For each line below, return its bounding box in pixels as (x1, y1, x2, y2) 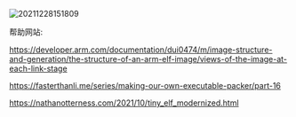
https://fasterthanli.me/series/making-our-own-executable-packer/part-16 (9, 81, 282, 90)
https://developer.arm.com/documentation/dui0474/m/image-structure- (9, 44, 273, 55)
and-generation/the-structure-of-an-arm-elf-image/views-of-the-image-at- (9, 54, 287, 64)
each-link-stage (9, 63, 68, 74)
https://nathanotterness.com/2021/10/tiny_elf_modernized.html (9, 97, 239, 108)
